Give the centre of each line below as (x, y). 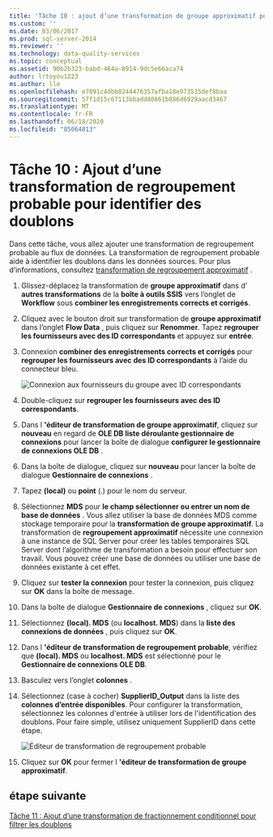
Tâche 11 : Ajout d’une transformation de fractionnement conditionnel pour (133, 815)
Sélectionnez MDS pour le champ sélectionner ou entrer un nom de (135, 506)
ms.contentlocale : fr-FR (51, 115)
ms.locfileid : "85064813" (53, 129)
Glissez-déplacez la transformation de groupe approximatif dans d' (134, 285)
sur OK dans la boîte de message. (77, 591)
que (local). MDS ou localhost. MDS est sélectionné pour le (121, 656)
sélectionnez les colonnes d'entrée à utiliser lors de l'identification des (139, 713)
